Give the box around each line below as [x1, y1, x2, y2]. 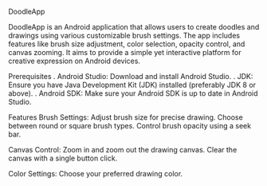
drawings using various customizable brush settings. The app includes [8, 31, 241, 40]
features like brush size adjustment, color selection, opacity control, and [8, 39, 245, 49]
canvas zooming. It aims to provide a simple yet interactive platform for [8, 48, 241, 57]
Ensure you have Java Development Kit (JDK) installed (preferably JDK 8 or [8, 80, 257, 89]
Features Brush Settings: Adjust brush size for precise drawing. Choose [8, 113, 243, 122]
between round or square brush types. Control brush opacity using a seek [8, 121, 252, 130]
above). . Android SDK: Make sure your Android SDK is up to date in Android [8, 89, 258, 98]
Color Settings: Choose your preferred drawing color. [8, 169, 183, 178]
